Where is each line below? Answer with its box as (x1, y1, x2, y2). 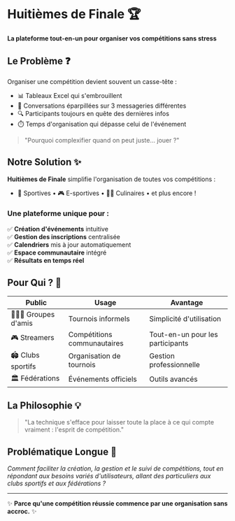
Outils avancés (149, 374, 198, 384)
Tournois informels (68, 313, 131, 323)
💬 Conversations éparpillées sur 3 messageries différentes (17, 101, 187, 110)
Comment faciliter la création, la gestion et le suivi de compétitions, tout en (7, 464, 224, 473)
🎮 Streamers (10, 333, 55, 343)
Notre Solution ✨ (7, 156, 82, 169)
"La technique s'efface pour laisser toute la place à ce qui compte (24, 418, 215, 427)
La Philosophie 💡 (7, 400, 82, 412)
